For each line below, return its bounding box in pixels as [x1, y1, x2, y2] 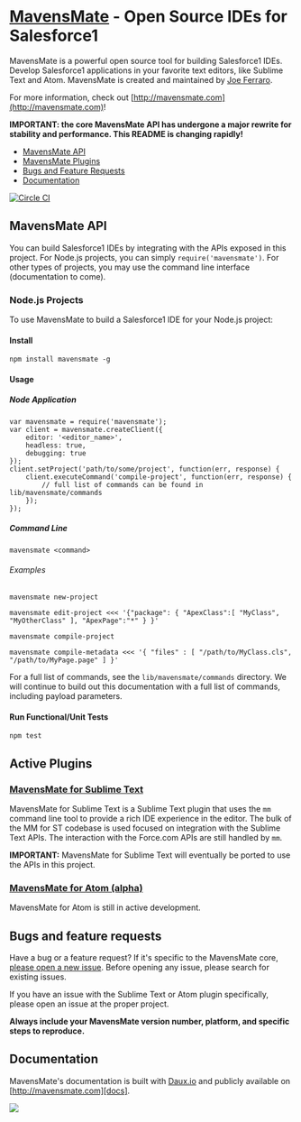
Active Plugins [9, 756, 93, 771]
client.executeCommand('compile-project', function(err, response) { [25, 472, 293, 482]
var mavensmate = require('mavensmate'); [9, 417, 168, 426]
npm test [9, 731, 42, 740]
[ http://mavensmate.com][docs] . [9, 1085, 131, 1096]
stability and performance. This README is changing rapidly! [9, 128, 243, 139]
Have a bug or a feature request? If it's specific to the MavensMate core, [9, 952, 279, 962]
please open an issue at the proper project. [9, 998, 169, 1009]
